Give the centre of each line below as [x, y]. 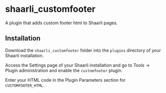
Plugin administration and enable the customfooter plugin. [64, 70]
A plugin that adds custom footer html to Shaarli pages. [61, 23]
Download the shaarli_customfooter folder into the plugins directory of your [83, 50]
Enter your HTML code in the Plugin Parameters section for [65, 80]
